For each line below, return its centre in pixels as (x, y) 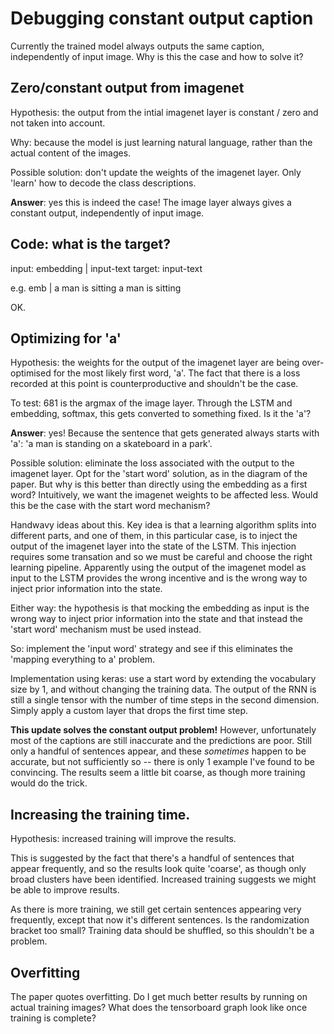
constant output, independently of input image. (107, 213)
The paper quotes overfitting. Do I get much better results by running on (159, 996)
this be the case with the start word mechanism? (110, 506)
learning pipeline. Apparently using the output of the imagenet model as (158, 568)
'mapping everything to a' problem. (83, 659)
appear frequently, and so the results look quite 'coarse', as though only (158, 869)
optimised (31, 373)
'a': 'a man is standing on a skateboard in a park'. (111, 444)
